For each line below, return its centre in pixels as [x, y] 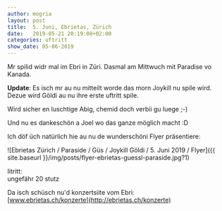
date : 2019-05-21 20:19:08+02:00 [60, 34]
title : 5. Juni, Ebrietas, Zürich [60, 27]
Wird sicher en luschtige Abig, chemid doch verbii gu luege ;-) [98, 109]
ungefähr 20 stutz [33, 179]
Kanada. [19, 74]
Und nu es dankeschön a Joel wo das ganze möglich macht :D [98, 123]
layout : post [26, 20]
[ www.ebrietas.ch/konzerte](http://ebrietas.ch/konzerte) [89, 200]
